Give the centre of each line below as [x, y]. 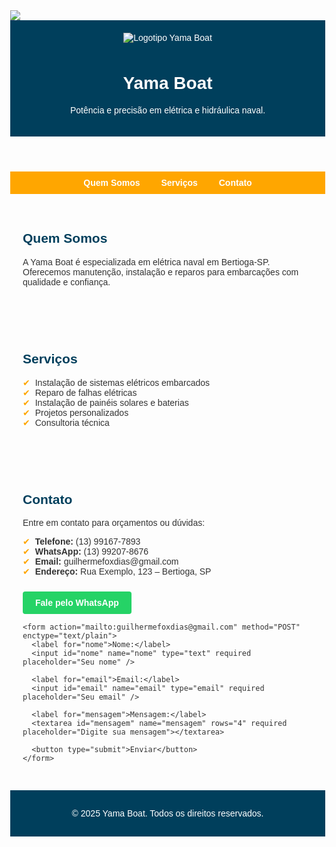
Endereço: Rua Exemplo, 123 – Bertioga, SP [123, 572]
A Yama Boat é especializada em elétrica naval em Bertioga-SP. [146, 262]
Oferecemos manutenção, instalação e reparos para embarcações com [160, 272]
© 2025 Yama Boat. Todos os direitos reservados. [167, 813]
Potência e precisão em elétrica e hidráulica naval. [167, 110]
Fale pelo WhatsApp [77, 603]
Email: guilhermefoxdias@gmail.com [106, 562]
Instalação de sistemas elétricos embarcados [122, 382]
